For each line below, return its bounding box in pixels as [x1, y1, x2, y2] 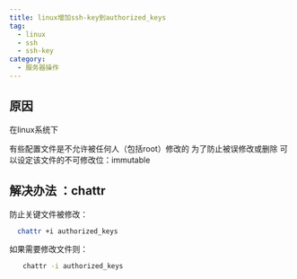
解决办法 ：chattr [9, 183, 106, 198]
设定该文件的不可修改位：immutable [16, 154, 151, 165]
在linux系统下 [9, 124, 58, 135]
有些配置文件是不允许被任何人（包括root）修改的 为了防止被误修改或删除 [9, 143, 278, 153]
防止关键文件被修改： [9, 208, 88, 220]
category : [9, 55, 47, 64]
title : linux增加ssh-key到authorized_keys [9, 13, 167, 22]
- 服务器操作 [17, 64, 60, 73]
